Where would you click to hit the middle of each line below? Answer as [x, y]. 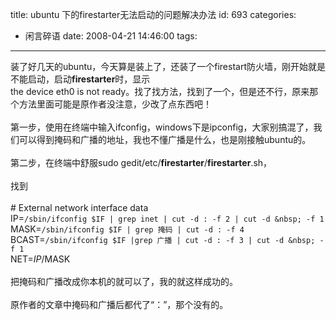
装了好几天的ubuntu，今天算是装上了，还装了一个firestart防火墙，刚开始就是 [168, 66]
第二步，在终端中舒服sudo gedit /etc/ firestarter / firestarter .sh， [141, 162]
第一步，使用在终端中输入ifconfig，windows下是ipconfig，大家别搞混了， [162, 127]
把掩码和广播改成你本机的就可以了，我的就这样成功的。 [124, 281]
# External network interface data [79, 207]
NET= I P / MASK [40, 259]
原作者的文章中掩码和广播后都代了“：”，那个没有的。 [119, 304]
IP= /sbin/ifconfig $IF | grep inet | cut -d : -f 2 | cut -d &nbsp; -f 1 [167, 218]
